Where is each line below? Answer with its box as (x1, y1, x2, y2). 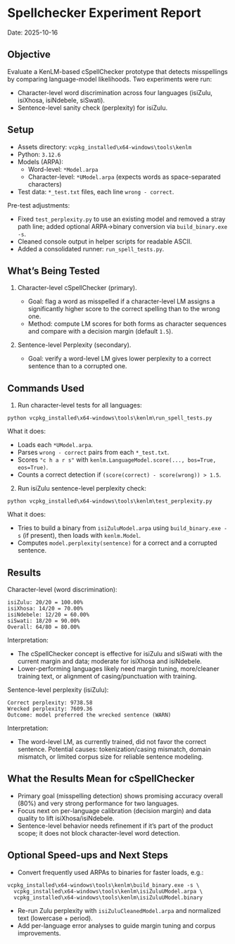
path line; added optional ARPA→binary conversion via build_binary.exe (17, 222, 227, 230)
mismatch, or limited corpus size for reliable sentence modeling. (17, 753, 204, 761)
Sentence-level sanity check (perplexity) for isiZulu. (17, 103, 167, 112)
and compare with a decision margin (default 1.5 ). (27, 327, 174, 336)
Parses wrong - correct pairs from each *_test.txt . (17, 448, 170, 457)
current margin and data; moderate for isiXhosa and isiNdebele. (17, 657, 203, 665)
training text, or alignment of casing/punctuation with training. (17, 672, 197, 680)
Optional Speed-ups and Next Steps (7, 850, 169, 862)
